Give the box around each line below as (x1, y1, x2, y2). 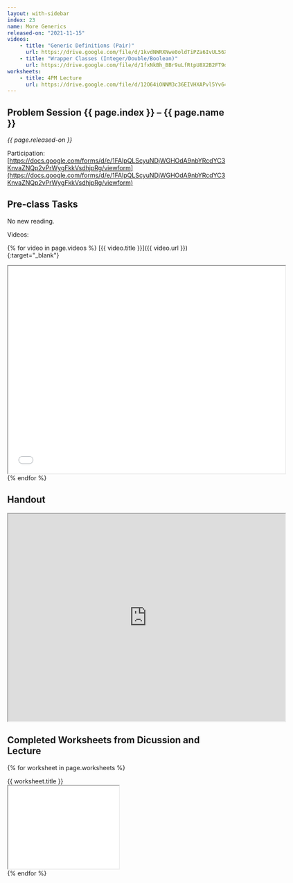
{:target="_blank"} (7, 251, 60, 260)
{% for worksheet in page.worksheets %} (7, 763, 126, 772)
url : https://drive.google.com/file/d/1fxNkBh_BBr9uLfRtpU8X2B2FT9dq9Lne (25, 62, 244, 69)
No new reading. (7, 217, 55, 225)
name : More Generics (7, 23, 67, 30)
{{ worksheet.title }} (7, 776, 64, 785)
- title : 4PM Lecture (19, 74, 82, 82)
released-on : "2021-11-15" (7, 29, 85, 37)
